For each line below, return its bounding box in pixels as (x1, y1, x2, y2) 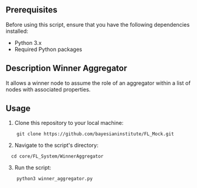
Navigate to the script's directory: (14, 142, 99, 149)
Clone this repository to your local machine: (14, 119, 124, 127)
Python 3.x (14, 39, 42, 46)
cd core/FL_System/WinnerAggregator (11, 153, 104, 159)
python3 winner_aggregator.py (16, 176, 93, 182)
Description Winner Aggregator (5, 63, 127, 73)
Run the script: (14, 164, 52, 172)
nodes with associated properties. (5, 86, 91, 93)
